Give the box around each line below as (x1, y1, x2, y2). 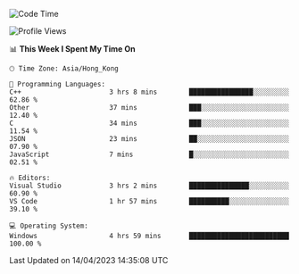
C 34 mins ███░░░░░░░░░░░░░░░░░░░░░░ (9, 119, 290, 128)
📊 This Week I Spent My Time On (9, 44, 136, 54)
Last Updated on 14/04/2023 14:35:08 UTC (9, 255, 169, 265)
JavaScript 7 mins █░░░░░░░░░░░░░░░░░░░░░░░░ (9, 150, 290, 159)
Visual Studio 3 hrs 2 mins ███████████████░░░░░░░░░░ (9, 181, 290, 190)
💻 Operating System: (9, 221, 89, 230)
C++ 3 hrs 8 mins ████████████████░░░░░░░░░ (9, 87, 290, 96)
